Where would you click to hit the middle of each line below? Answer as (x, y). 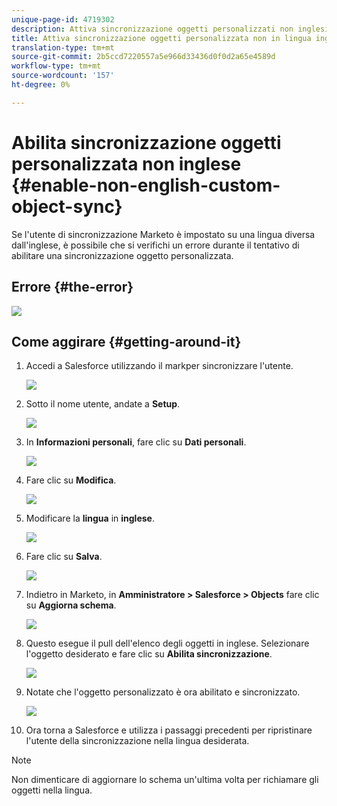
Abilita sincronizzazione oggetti (146, 142)
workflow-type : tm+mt (56, 66)
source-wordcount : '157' (63, 76)
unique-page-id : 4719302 (63, 19)
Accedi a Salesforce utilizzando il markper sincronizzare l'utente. (159, 366)
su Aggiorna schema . (71, 605)
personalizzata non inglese (126, 163)
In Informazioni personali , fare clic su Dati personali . (136, 442)
